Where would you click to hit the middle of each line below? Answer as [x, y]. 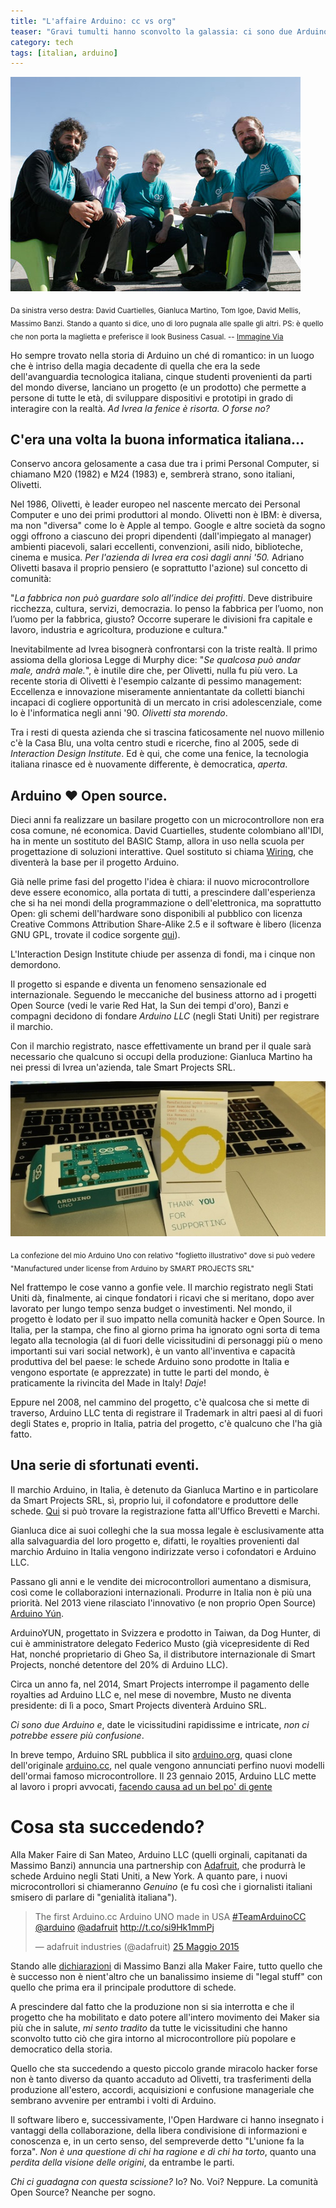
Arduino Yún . [37, 1613]
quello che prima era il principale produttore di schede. [123, 1987]
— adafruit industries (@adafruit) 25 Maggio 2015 [137, 1946]
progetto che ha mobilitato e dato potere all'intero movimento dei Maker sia [165, 2017]
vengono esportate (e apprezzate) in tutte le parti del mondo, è [140, 1372]
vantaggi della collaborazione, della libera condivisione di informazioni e [159, 2130]
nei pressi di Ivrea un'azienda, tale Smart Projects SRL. [123, 1067]
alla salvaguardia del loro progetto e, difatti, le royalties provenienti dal [155, 1541]
